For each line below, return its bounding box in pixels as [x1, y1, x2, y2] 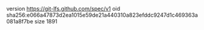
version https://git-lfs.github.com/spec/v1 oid [6, 5, 121, 12]
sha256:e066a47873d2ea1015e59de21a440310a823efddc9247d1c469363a [6, 11, 198, 19]
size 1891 [34, 18, 58, 25]
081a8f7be [6, 18, 34, 25]
